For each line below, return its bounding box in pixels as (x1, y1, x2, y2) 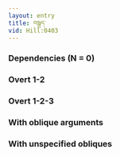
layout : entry (8, 11, 56, 20)
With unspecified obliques (8, 138, 113, 149)
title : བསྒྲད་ (8, 19, 46, 27)
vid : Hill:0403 (8, 26, 59, 34)
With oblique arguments (8, 117, 104, 128)
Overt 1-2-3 (8, 96, 54, 107)
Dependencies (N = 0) (8, 53, 95, 64)
